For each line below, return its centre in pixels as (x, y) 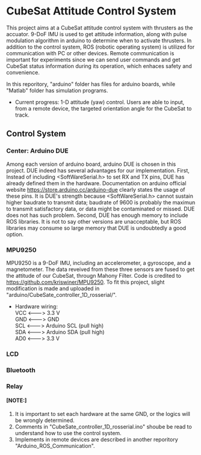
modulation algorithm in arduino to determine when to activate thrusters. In (99, 40)
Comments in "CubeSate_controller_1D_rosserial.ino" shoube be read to (104, 426)
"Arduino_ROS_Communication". (55, 445)
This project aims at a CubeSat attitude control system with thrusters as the (100, 28)
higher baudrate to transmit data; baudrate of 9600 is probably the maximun (101, 202)
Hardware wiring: (36, 306)
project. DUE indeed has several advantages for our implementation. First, (98, 170)
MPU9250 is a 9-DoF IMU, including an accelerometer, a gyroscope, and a (99, 263)
